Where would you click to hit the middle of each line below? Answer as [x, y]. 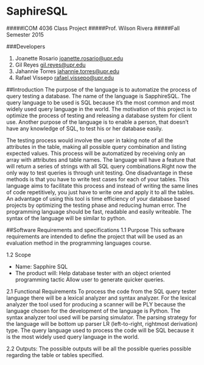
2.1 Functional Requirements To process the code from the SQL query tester [101, 291]
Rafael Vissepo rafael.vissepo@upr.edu [65, 78]
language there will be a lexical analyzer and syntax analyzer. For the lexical [101, 298]
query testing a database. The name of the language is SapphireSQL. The [98, 96]
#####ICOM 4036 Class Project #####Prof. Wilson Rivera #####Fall [93, 28]
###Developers [26, 46]
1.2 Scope [19, 255]
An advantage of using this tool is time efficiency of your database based [98, 198]
